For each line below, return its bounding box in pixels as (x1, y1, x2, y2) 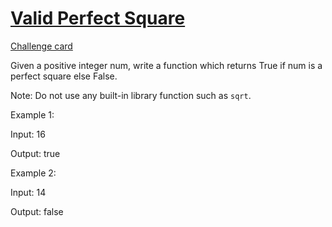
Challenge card (10, 40, 73, 52)
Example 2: (10, 167, 57, 179)
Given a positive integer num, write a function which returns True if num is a (10, 59, 323, 71)
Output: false (10, 205, 64, 217)
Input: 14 (10, 186, 47, 198)
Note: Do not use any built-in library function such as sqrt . (10, 89, 252, 101)
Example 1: (10, 108, 55, 121)
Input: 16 (10, 128, 46, 140)
